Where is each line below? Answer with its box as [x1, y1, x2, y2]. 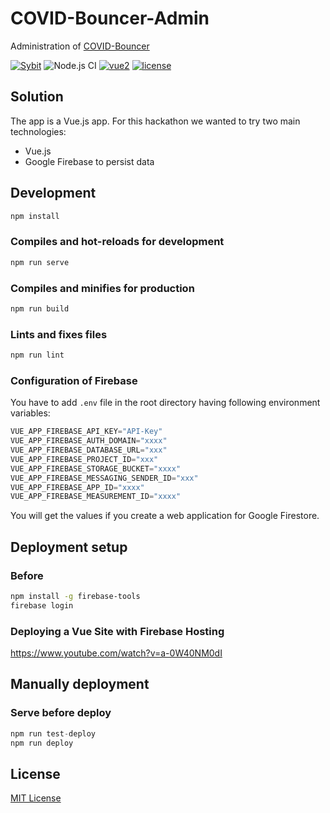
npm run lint [10, 350, 65, 361]
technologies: [10, 125, 67, 137]
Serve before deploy [10, 706, 112, 720]
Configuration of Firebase [10, 373, 138, 387]
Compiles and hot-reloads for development [10, 235, 225, 249]
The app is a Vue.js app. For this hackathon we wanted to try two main [10, 115, 301, 127]
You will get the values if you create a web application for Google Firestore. [10, 510, 320, 522]
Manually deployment [10, 676, 150, 693]
